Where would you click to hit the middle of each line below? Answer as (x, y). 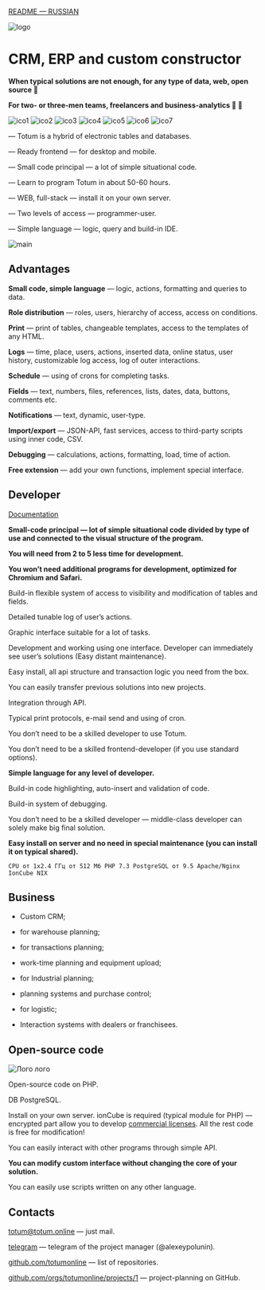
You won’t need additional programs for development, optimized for (123, 568)
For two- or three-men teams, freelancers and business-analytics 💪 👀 (125, 105)
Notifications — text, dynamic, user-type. (77, 415)
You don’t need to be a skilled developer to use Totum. (97, 733)
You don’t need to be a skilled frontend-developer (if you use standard (124, 749)
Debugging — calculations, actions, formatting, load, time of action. (119, 454)
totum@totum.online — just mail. (62, 1231)
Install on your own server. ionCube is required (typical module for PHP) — (131, 1115)
